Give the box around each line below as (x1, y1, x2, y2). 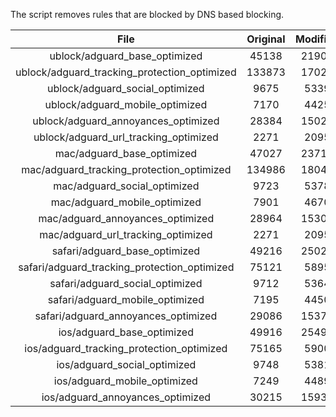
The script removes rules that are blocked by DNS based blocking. (10, 9, 285, 20)
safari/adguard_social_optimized (49, 277, 203, 290)
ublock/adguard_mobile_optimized (44, 98, 208, 111)
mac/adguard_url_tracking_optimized (39, 228, 213, 241)
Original (246, 32, 286, 46)
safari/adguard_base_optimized (51, 244, 201, 258)
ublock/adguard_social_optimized (47, 82, 205, 95)
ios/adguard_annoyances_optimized (41, 390, 212, 404)
